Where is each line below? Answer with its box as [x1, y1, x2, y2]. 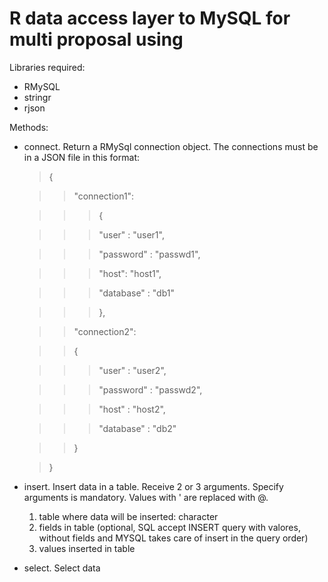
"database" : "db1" [98, 287, 175, 299]
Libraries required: [9, 61, 86, 73]
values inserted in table [38, 542, 136, 554]
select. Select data [23, 562, 101, 574]
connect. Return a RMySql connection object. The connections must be [23, 140, 319, 152]
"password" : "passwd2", [98, 383, 203, 396]
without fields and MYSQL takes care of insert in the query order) [38, 532, 309, 544]
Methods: [9, 121, 49, 133]
